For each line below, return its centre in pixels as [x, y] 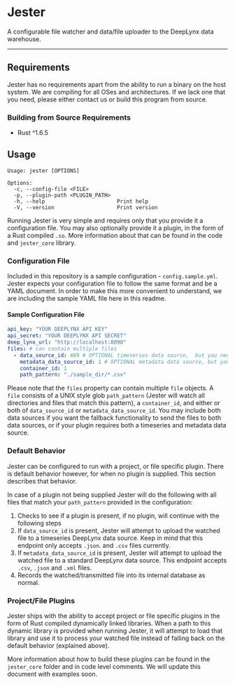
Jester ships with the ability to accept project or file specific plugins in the [114, 616]
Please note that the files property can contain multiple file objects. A [111, 388]
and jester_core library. [42, 243]
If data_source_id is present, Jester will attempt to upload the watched [119, 530]
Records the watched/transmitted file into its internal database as [111, 575]
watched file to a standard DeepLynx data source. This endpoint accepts [122, 560]
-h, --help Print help [81, 201]
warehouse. [24, 38]
